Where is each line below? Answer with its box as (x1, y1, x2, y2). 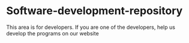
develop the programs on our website (6, 29, 99, 37)
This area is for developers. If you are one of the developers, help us (6, 24, 176, 31)
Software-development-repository (6, 4, 183, 18)
